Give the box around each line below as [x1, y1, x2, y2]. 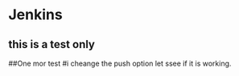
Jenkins [8, 6, 63, 24]
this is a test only [8, 38, 95, 51]
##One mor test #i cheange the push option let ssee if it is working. [8, 58, 232, 68]
